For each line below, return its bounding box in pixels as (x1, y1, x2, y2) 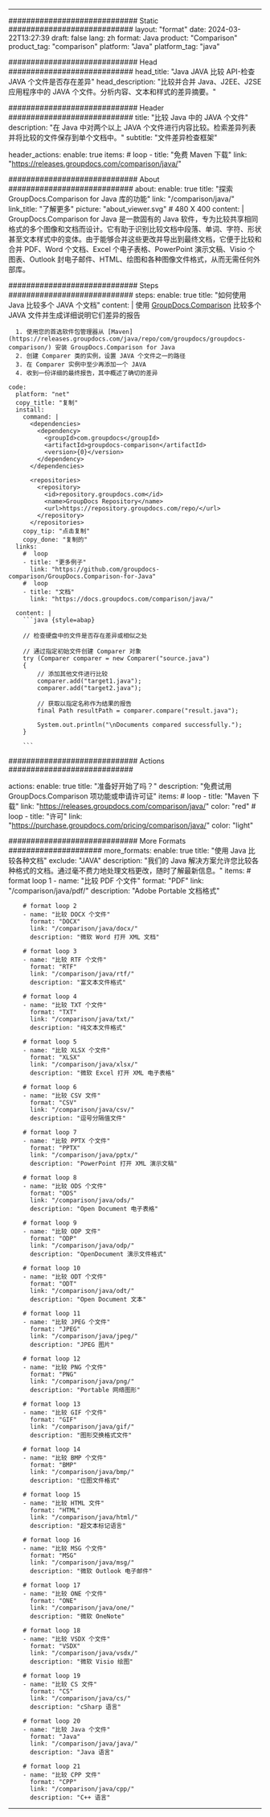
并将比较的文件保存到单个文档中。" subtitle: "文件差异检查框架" (8, 133, 218, 142)
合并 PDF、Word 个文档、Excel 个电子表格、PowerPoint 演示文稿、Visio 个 (8, 245, 256, 254)
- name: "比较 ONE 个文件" (22, 1590, 107, 1598)
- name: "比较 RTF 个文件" (22, 956, 107, 964)
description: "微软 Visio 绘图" (29, 1658, 134, 1666)
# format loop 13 (22, 1400, 81, 1408)
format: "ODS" (29, 1189, 78, 1197)
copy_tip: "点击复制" (22, 527, 91, 535)
